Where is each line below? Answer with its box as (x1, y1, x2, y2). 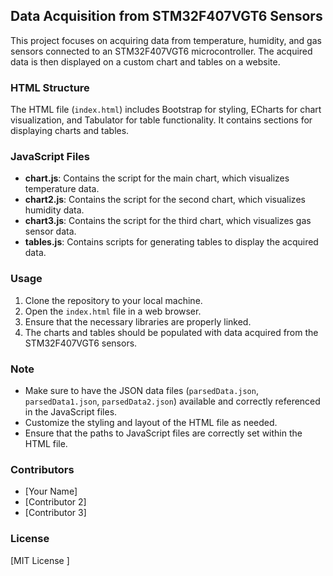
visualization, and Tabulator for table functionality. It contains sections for (10, 114, 313, 126)
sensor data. (24, 225, 77, 238)
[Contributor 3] (24, 507, 87, 519)
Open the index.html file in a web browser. (24, 305, 202, 317)
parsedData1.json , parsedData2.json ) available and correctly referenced (24, 395, 321, 407)
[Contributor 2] (24, 496, 87, 508)
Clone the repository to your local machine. (24, 294, 203, 306)
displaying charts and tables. (10, 125, 130, 137)
